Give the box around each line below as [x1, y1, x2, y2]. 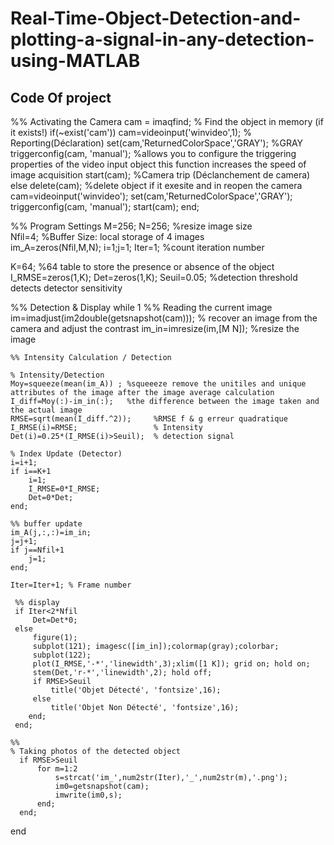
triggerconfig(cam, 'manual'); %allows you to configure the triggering [10, 148, 297, 159]
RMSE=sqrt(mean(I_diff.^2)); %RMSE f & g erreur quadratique [10, 414, 288, 424]
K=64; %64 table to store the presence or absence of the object [10, 261, 275, 272]
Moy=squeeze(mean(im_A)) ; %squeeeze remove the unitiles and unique [10, 379, 307, 389]
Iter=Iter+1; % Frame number [10, 580, 132, 590]
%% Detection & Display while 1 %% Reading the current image [10, 302, 273, 313]
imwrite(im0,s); [54, 790, 123, 800]
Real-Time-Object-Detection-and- [10, 7, 302, 30]
